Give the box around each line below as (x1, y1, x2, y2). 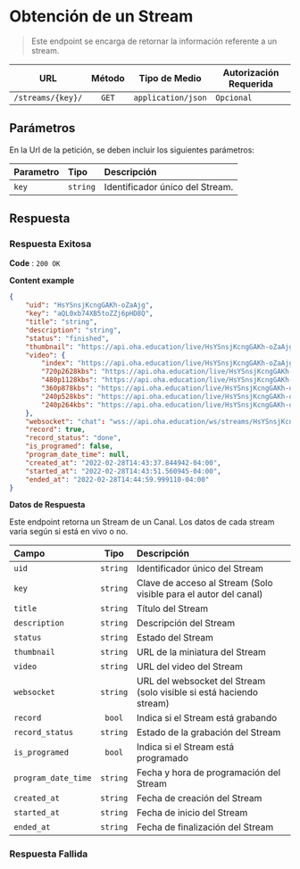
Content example (9, 275, 75, 286)
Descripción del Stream (137, 617, 235, 630)
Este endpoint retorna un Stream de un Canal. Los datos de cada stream (9, 517, 275, 527)
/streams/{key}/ (13, 92, 83, 103)
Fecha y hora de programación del (137, 766, 281, 779)
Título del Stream (137, 602, 208, 615)
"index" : (41, 359, 74, 368)
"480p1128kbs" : (41, 376, 98, 385)
